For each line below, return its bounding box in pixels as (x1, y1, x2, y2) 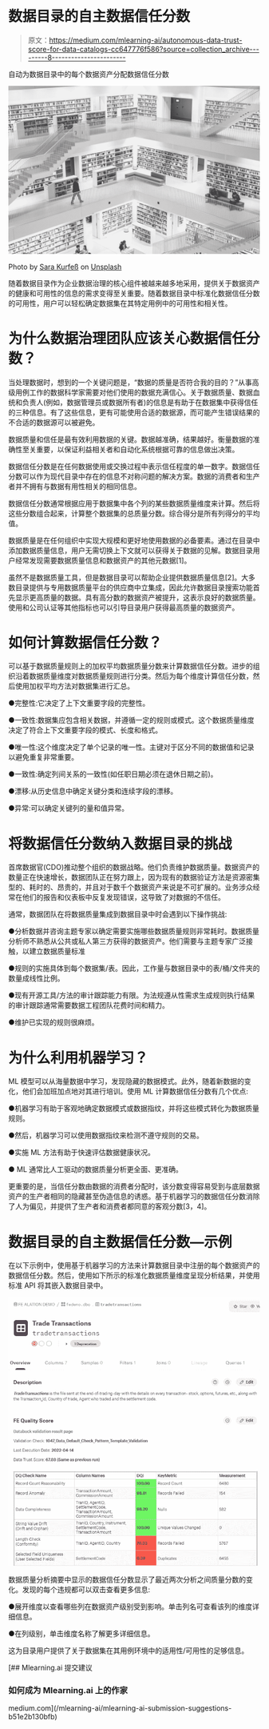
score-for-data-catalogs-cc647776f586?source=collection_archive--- (27, 44, 259, 54)
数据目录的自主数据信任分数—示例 (8, 1233, 233, 1251)
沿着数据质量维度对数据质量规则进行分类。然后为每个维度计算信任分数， (14, 672, 253, 681)
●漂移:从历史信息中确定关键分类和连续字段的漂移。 (8, 786, 178, 796)
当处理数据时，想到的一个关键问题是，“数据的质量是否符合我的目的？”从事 (8, 377, 253, 387)
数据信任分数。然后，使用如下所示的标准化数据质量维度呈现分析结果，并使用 (8, 1270, 260, 1281)
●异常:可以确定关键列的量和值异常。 (8, 804, 129, 813)
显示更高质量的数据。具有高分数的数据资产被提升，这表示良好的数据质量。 (14, 592, 260, 602)
